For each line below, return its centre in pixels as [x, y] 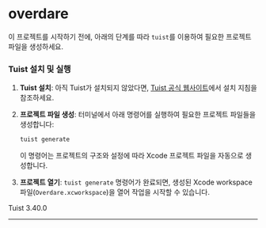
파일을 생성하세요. [36, 46]
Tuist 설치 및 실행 [40, 69]
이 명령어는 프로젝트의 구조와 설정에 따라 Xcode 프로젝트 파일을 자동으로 [131, 156]
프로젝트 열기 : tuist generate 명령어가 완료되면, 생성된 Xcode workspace [136, 182]
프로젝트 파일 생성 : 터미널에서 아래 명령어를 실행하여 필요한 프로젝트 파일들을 [137, 115]
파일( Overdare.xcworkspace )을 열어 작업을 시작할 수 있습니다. [115, 192]
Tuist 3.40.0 [28, 208]
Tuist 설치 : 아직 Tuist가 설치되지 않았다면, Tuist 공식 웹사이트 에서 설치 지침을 [138, 88]
